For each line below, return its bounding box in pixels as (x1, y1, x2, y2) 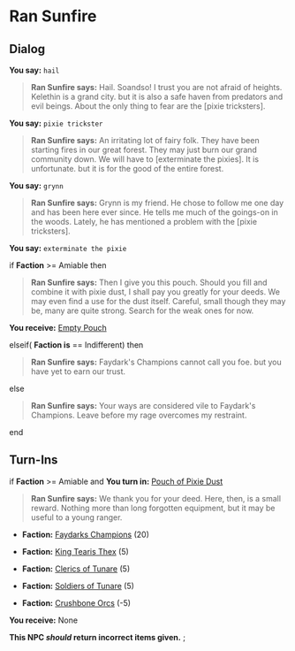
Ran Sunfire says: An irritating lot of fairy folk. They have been (30, 135, 260, 145)
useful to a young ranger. (30, 511, 123, 523)
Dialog (9, 42, 46, 57)
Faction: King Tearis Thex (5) (21, 546, 130, 556)
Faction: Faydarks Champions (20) (21, 529, 150, 540)
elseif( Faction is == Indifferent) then (9, 340, 144, 350)
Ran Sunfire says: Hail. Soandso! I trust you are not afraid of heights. (30, 82, 283, 92)
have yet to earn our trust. (30, 366, 126, 377)
